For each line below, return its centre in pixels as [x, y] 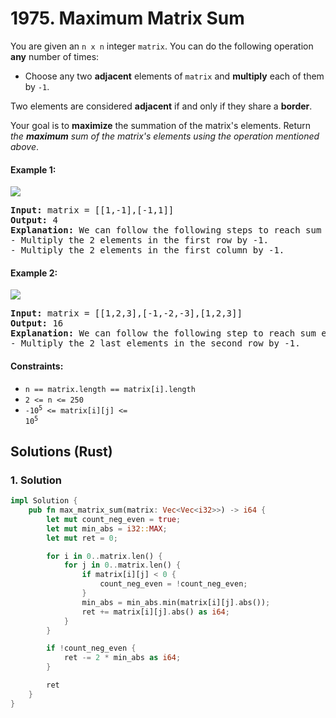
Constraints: [37, 366]
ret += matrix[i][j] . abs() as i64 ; [155, 612]
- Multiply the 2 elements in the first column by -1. [147, 250]
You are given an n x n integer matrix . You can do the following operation [162, 46]
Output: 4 [34, 220]
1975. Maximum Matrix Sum [127, 18]
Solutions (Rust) [61, 451]
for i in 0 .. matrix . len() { [104, 556]
